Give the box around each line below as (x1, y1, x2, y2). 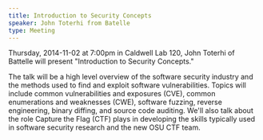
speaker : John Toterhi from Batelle (8, 19, 130, 27)
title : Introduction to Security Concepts (8, 11, 152, 20)
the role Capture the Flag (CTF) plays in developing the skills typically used (8, 115, 256, 124)
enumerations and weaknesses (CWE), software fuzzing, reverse (8, 97, 222, 107)
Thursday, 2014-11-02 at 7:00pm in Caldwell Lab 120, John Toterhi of (8, 49, 235, 58)
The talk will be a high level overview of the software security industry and (8, 72, 253, 82)
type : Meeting (8, 26, 56, 34)
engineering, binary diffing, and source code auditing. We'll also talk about (8, 106, 253, 115)
